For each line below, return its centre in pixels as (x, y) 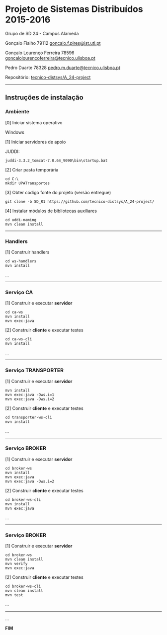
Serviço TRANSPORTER (34, 370)
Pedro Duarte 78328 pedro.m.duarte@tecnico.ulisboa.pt (63, 68)
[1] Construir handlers (27, 252)
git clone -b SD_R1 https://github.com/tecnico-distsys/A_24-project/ (80, 201)
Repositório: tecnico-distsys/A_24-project (48, 77)
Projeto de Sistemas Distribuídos (74, 9)
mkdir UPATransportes (28, 183)
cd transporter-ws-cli (29, 417)
